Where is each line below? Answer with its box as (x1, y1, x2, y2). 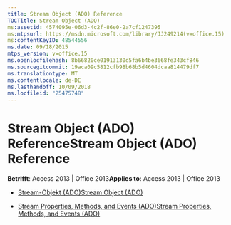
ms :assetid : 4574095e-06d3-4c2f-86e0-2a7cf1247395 (7, 23, 161, 31)
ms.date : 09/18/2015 (7, 43, 69, 51)
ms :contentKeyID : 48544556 (7, 37, 88, 44)
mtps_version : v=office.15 (7, 51, 88, 58)
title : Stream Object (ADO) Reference (7, 10, 123, 18)
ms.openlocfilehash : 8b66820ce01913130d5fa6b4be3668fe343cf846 (7, 57, 200, 64)
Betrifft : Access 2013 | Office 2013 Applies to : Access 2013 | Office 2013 (7, 174, 221, 183)
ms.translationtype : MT (7, 70, 78, 77)
